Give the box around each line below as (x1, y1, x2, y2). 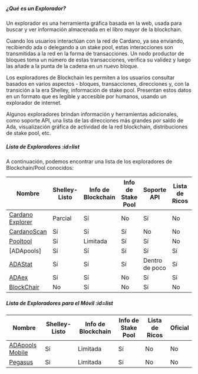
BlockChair (9, 283, 39, 291)
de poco (143, 263, 166, 272)
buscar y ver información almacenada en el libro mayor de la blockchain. (6, 25, 183, 33)
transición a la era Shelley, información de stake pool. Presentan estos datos (6, 86, 192, 93)
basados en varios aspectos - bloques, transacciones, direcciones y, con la (6, 80, 190, 87)
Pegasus (9, 358, 34, 366)
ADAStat (9, 260, 32, 268)
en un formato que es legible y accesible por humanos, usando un (6, 92, 167, 100)
